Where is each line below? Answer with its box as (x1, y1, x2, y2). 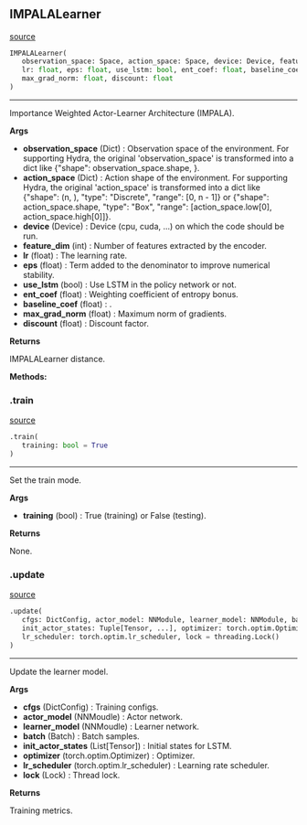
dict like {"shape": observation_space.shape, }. (22, 162, 200, 173)
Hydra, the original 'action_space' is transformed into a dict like (22, 181, 260, 193)
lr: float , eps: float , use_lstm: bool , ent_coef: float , (21, 66, 248, 75)
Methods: (9, 370, 48, 381)
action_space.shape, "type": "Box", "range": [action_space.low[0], (22, 201, 272, 212)
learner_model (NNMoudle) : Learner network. (22, 721, 199, 732)
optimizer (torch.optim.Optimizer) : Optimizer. (22, 750, 196, 761)
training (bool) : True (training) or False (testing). (22, 509, 207, 520)
